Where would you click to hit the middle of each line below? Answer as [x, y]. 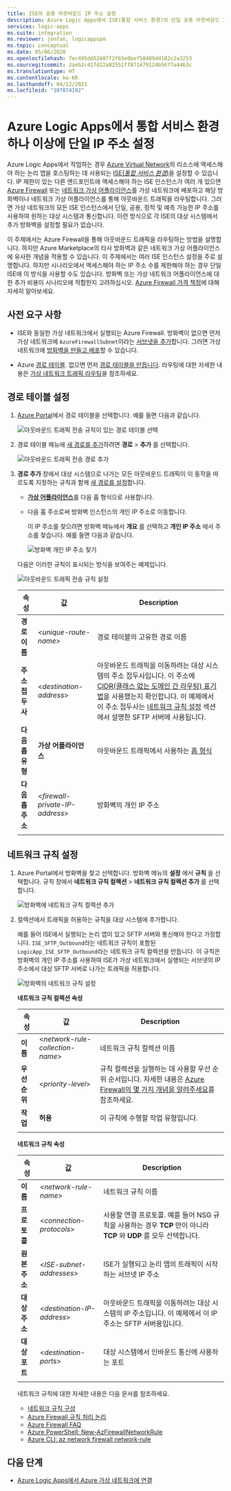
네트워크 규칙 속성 [41, 1144]
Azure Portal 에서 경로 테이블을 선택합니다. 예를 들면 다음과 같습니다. [109, 415]
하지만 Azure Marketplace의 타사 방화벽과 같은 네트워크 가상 [103, 248]
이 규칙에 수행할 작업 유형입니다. [148, 1118]
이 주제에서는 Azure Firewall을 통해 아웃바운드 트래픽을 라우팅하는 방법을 [105, 239]
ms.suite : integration [40, 33]
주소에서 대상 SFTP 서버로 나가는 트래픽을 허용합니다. [89, 968]
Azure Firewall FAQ [54, 1424]
